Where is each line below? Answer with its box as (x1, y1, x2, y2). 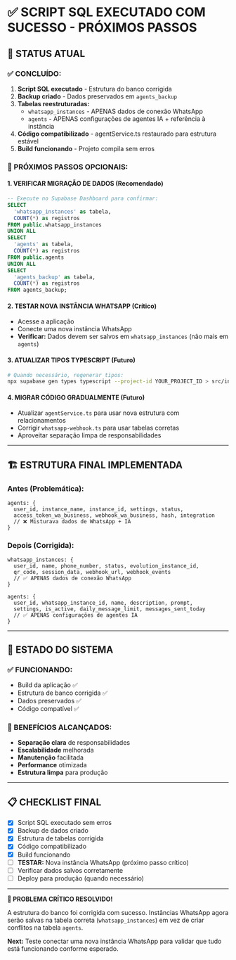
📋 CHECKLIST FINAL (7, 796, 102, 808)
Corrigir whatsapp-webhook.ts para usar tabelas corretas (17, 423, 180, 433)
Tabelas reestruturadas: (17, 99, 90, 108)
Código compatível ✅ (17, 705, 79, 713)
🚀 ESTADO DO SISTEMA (7, 644, 114, 655)
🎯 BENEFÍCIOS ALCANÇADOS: (7, 722, 112, 732)
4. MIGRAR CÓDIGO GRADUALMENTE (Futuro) (7, 393, 145, 402)
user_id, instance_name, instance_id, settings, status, (13, 506, 184, 513)
